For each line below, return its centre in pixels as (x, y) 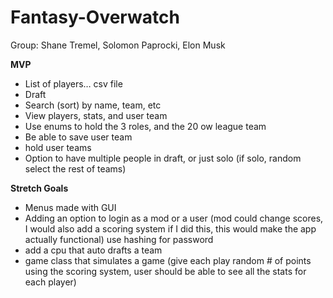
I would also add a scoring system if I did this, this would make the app (170, 228)
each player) (50, 282)
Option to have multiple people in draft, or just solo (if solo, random (163, 158)
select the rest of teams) (75, 168)
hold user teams (58, 147)
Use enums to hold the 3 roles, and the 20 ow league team (145, 126)
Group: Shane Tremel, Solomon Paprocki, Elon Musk (118, 45)
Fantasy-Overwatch (95, 17)
